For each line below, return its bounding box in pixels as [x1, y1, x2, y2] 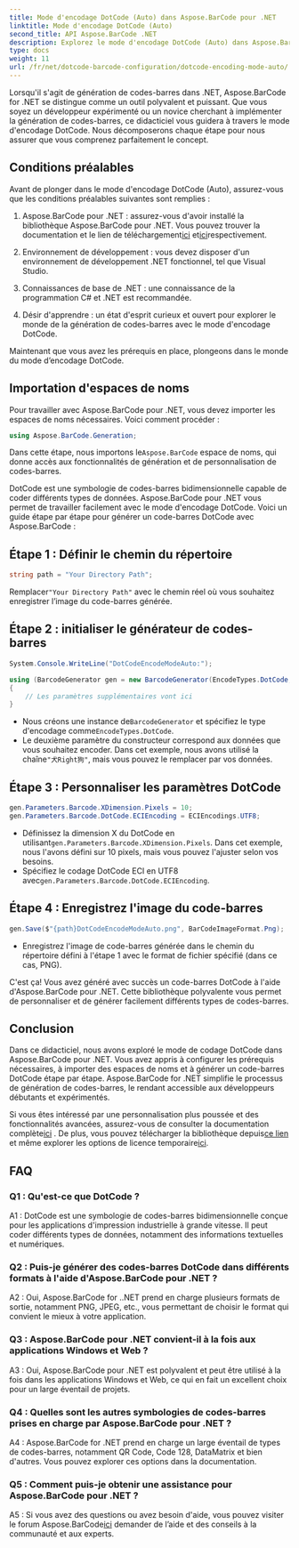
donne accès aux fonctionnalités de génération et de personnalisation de [9, 456, 278, 467]
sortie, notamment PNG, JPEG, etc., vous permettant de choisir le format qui [9, 1302, 289, 1312]
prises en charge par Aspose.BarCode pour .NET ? [9, 1416, 232, 1429]
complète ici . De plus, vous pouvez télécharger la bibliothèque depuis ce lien [9, 1128, 289, 1139]
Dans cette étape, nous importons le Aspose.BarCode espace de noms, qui [9, 447, 278, 458]
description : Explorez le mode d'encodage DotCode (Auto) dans [9, 37, 249, 47]
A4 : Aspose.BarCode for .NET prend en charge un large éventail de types [9, 1437, 281, 1447]
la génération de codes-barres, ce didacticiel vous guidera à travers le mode [9, 115, 290, 125]
